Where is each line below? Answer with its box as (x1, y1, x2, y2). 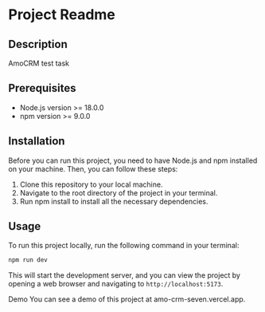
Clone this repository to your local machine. (19, 180, 163, 189)
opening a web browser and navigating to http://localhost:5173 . (8, 279, 224, 289)
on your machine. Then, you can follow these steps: (8, 164, 178, 173)
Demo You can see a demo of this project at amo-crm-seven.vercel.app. (8, 294, 246, 304)
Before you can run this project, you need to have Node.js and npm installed (8, 156, 258, 165)
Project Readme (8, 6, 115, 24)
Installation (8, 134, 65, 148)
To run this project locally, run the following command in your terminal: (8, 241, 240, 251)
